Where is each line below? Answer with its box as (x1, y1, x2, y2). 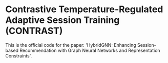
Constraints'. (5, 52, 32, 59)
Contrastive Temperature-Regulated (5, 4, 163, 15)
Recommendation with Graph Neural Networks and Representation (19, 47, 160, 53)
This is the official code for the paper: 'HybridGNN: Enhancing (5, 42, 137, 48)
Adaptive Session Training (5, 14, 120, 26)
